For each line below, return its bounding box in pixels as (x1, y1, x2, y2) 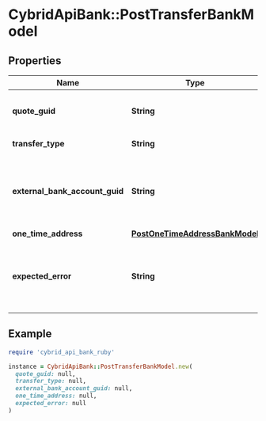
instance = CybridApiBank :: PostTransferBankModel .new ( (8, 362, 193, 370)
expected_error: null (15, 400, 87, 408)
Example (8, 327, 52, 341)
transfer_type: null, (15, 377, 87, 385)
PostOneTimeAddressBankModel (131, 228, 259, 239)
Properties (8, 54, 62, 67)
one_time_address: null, (15, 392, 97, 400)
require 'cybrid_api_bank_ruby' (8, 348, 115, 356)
